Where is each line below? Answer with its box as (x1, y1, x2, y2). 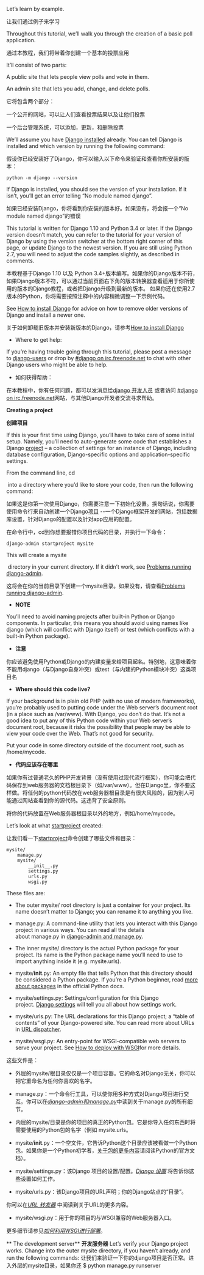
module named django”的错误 (6, 212, 81, 220)
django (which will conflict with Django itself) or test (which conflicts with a (6, 626, 195, 633)
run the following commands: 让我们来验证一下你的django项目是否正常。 (6, 1254, 189, 1262)
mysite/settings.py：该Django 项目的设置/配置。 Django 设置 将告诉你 (15, 1167, 189, 1175)
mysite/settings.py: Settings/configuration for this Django (15, 994, 160, 1002)
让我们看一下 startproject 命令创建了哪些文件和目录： (6, 835, 137, 841)
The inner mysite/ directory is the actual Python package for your (15, 945, 179, 952)
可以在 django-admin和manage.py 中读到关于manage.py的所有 (31, 1098, 188, 1105)
